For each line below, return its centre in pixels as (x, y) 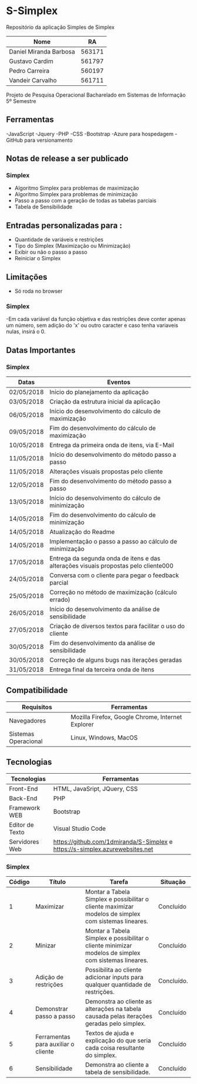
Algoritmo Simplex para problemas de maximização (77, 188)
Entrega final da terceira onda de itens (102, 669)
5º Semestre (21, 101)
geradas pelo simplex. (115, 1023)
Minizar (46, 945)
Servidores (24, 841)
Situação (173, 881)
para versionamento (49, 140)
